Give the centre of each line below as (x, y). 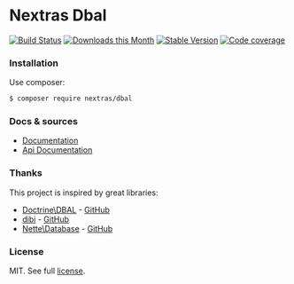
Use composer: (37, 83)
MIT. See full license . (47, 271)
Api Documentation (57, 150)
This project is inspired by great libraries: (84, 193)
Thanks (26, 173)
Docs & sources (43, 122)
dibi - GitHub (45, 219)
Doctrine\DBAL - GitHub (66, 209)
